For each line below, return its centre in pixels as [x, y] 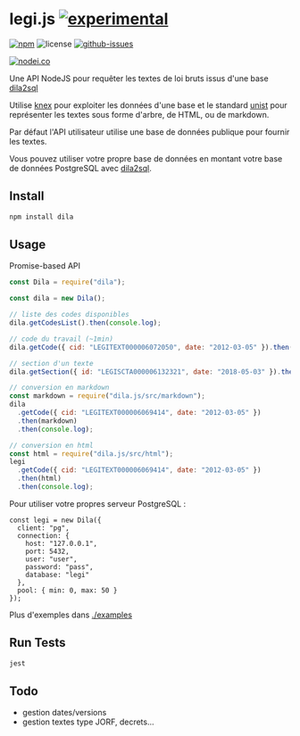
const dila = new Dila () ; [57, 299]
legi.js [33, 19]
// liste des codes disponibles [69, 315]
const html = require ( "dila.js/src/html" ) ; [92, 454]
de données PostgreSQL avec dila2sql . [80, 168]
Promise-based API [45, 266]
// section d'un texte [51, 363]
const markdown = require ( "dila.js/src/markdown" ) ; [107, 396]
